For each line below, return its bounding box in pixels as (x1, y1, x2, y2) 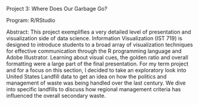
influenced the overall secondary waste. (6, 92, 106, 99)
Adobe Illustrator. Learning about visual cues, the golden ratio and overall (6, 54, 189, 61)
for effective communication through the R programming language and (6, 47, 182, 55)
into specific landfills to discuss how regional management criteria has (6, 86, 181, 92)
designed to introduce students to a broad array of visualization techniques (6, 41, 193, 48)
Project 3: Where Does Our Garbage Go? (6, 5, 107, 12)
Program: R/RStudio (6, 17, 55, 23)
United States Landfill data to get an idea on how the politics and (6, 73, 167, 80)
